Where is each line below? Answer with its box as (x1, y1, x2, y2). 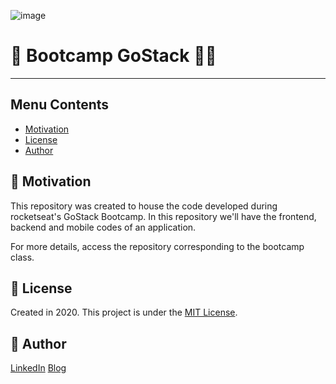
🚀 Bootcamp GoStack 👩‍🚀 (10, 45, 217, 67)
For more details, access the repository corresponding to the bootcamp (10, 240, 305, 252)
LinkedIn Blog (10, 362, 67, 374)
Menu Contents (10, 96, 110, 114)
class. (10, 251, 35, 263)
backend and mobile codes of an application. (10, 221, 197, 233)
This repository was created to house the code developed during (10, 200, 278, 212)
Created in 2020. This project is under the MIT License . (10, 306, 238, 319)
